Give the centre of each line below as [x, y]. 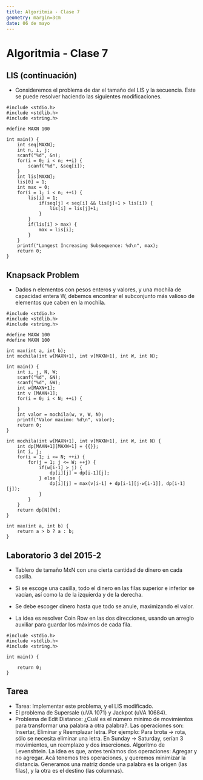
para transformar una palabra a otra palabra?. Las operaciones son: [99, 725]
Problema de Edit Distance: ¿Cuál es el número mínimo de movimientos [104, 719]
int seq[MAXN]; [36, 145]
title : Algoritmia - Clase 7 [43, 12]
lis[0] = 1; [32, 182]
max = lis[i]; [56, 230]
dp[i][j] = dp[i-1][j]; [80, 473]
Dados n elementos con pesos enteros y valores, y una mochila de [98, 290]
